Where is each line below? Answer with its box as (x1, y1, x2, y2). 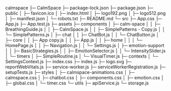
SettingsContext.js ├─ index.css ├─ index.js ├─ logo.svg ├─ (5, 59, 132, 64)
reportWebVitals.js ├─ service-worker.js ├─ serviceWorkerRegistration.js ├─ (5, 64, 166, 70)
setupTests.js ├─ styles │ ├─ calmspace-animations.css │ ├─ (5, 69, 135, 75)
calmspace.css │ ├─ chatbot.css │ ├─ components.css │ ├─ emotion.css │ (5, 75, 164, 80)
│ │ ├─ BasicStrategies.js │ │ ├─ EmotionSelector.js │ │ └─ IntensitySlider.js (5, 48, 166, 54)
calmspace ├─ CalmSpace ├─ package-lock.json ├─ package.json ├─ (5, 5, 154, 11)
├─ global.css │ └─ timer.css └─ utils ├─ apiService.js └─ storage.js (5, 80, 149, 86)
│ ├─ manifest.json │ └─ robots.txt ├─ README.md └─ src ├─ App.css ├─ (5, 16, 162, 21)
